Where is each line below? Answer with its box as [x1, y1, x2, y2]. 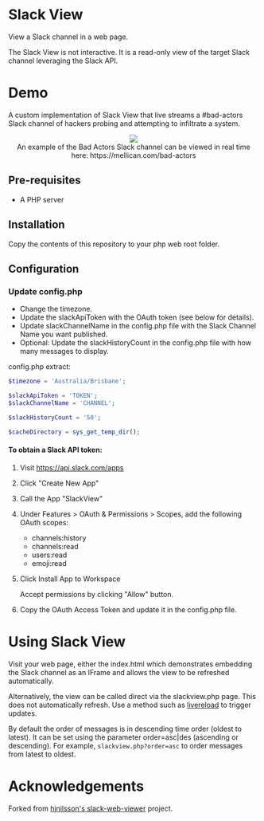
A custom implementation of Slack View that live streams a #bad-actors [8, 110, 243, 120]
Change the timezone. [19, 304, 93, 314]
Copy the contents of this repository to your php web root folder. [8, 239, 220, 249]
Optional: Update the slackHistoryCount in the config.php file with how [19, 338, 252, 348]
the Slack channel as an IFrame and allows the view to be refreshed [8, 667, 230, 677]
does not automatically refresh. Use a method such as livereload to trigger [8, 700, 252, 709]
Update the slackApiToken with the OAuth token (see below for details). [19, 312, 254, 322]
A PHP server [19, 194, 64, 204]
